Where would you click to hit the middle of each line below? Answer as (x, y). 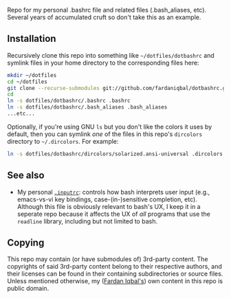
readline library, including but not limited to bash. (87, 221)
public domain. (28, 289)
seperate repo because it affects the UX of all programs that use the (114, 214)
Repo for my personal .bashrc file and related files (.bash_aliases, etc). (107, 10)
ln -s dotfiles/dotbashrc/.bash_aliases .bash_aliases (87, 107)
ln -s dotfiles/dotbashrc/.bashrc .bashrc (69, 101)
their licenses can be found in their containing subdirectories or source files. (115, 274)
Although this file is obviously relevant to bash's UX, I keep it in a (109, 206)
